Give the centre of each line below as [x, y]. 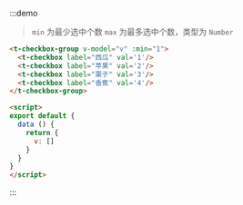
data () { [36, 124]
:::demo [24, 13]
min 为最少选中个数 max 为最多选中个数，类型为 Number [132, 32]
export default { [42, 116]
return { [42, 132]
